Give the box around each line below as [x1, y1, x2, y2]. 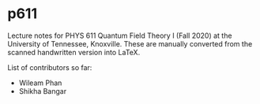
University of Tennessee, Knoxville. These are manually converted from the [7, 39, 253, 48]
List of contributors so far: [7, 62, 92, 72]
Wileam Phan [18, 78, 62, 87]
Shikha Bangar [18, 86, 67, 95]
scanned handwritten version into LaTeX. [7, 47, 141, 57]
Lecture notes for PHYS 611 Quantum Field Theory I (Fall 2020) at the [7, 31, 232, 40]
